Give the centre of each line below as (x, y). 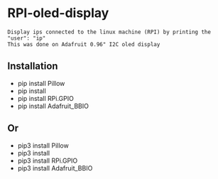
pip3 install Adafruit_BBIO (55, 168)
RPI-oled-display (58, 13)
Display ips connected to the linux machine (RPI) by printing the (109, 32)
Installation (33, 66)
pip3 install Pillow (43, 145)
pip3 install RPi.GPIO (48, 161)
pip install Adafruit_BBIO (53, 106)
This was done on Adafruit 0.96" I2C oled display (84, 44)
